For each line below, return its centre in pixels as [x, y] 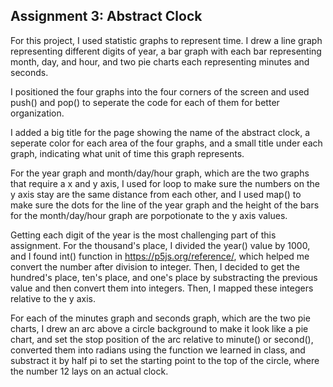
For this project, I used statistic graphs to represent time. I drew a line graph [166, 40]
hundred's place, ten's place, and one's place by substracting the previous [164, 277]
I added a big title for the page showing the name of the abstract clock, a [160, 132]
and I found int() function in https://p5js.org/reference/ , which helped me [160, 256]
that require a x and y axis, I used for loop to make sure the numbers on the [165, 183]
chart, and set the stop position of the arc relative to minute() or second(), [162, 339]
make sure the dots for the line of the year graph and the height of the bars [165, 205]
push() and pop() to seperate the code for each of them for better [145, 102]
